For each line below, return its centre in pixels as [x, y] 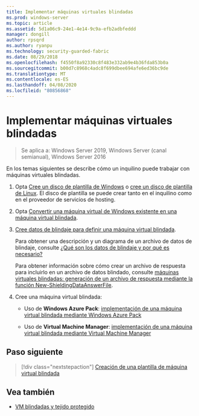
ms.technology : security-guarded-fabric [58, 51]
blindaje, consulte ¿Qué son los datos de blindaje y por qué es [92, 247]
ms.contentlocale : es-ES [37, 79]
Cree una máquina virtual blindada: [58, 297]
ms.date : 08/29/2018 [32, 57]
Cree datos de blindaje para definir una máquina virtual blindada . [96, 229]
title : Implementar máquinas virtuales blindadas [70, 12]
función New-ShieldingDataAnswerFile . [64, 285]
